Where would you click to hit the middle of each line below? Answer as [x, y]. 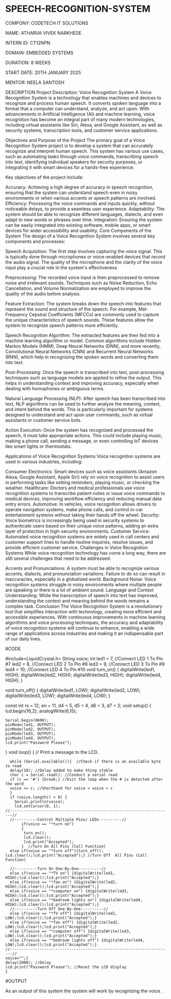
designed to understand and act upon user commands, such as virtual [79, 415]
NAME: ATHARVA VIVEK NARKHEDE [43, 33]
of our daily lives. [23, 638]
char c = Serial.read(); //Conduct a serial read [64, 775]
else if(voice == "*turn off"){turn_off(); [57, 851]
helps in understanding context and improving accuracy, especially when [82, 383]
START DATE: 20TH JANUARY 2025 [43, 73]
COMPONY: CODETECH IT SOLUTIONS [47, 23]
